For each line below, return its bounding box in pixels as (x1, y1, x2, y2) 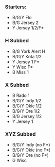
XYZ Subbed (5, 131, 36, 138)
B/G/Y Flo (12, 15, 32, 21)
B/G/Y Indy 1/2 (12, 97, 41, 103)
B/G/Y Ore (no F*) (12, 152, 49, 158)
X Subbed (5, 81, 29, 88)
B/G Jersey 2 (12, 20, 39, 25)
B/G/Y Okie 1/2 (12, 103, 42, 109)
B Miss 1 (12, 69, 29, 75)
